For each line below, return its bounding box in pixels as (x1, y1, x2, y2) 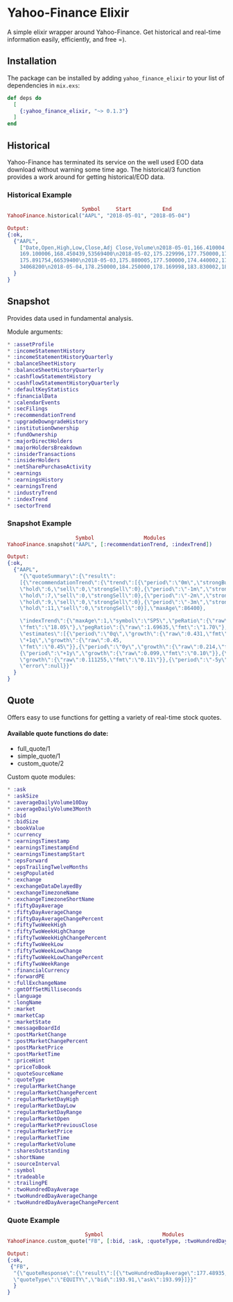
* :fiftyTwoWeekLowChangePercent (7, 954, 104, 961)
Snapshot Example (7, 518, 72, 528)
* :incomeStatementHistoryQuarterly (7, 354, 113, 361)
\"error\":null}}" (19, 663, 73, 670)
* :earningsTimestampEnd (7, 844, 79, 851)
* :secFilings (7, 405, 49, 412)
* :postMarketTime (7, 1050, 60, 1058)
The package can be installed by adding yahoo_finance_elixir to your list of (7, 74, 225, 82)
